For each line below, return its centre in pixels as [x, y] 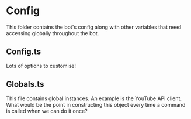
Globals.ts [25, 84]
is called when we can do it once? [47, 111]
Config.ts [24, 52]
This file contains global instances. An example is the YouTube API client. [94, 98]
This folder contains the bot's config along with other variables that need [94, 27]
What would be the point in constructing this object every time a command [96, 104]
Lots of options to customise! [41, 66]
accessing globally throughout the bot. [53, 33]
